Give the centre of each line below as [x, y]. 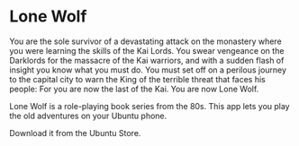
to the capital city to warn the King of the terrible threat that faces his [137, 79]
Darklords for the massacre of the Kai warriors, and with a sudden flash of [147, 60]
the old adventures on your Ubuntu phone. [88, 116]
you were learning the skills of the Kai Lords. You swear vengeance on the [147, 50]
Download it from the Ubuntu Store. [75, 133]
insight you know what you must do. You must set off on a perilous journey [148, 70]
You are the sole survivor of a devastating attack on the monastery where [145, 41]
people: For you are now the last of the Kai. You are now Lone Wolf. [134, 89]
